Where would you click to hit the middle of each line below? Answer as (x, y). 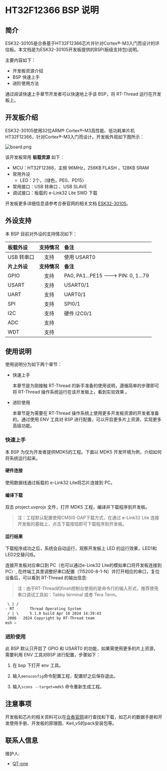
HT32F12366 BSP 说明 (52, 10)
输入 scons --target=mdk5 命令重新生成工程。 (58, 687)
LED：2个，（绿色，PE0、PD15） (53, 180)
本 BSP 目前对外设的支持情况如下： (41, 234)
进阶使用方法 (25, 83)
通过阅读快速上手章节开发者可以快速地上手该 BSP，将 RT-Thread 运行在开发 (83, 94)
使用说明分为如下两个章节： (34, 364)
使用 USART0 (80, 257)
